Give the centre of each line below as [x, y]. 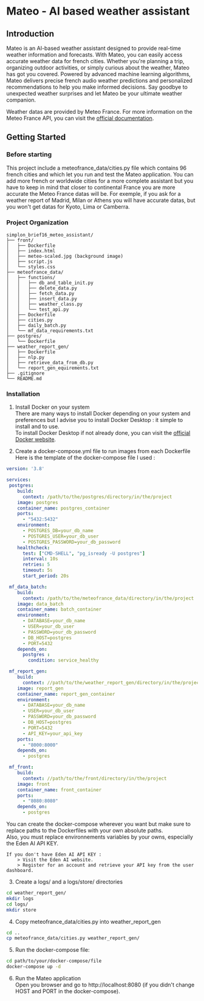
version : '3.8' [25, 469]
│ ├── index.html [31, 251]
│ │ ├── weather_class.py [45, 304]
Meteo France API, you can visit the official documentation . [80, 118]
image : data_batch [40, 604]
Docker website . [36, 440]
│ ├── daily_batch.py [36, 325]
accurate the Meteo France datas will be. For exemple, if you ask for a [93, 193]
